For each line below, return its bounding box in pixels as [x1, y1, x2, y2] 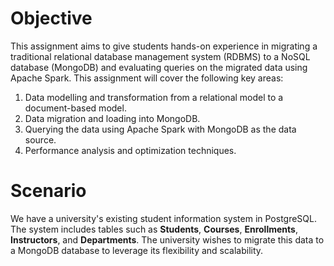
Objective [10, 7, 93, 30]
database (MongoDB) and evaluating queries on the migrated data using [10, 61, 308, 73]
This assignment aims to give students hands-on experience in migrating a [10, 40, 318, 52]
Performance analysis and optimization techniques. [24, 144, 237, 156]
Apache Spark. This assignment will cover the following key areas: [10, 72, 284, 84]
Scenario [10, 180, 87, 202]
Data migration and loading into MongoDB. [24, 112, 201, 124]
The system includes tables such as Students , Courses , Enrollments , [10, 223, 298, 235]
